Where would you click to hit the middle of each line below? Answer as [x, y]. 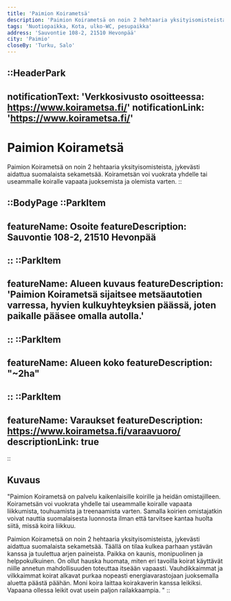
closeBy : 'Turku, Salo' [41, 45]
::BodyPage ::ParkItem [57, 203]
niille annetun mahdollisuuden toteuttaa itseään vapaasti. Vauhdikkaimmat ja [115, 569]
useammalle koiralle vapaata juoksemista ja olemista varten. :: [95, 181]
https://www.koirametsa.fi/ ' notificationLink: [106, 107]
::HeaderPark [36, 73]
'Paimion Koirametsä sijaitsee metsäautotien [105, 295]
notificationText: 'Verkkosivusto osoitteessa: [106, 97]
